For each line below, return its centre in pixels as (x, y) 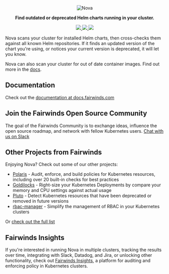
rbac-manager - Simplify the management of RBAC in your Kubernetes (86, 207)
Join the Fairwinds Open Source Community (76, 113)
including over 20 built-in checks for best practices (66, 180)
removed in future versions (41, 201)
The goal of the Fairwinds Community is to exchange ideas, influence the (81, 126)
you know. (16, 54)
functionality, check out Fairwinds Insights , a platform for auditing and (78, 261)
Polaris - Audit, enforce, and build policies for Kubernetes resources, (84, 174)
